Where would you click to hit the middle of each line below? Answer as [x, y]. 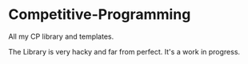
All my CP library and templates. [61, 36]
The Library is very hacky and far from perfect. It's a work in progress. [124, 51]
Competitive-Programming [100, 15]
